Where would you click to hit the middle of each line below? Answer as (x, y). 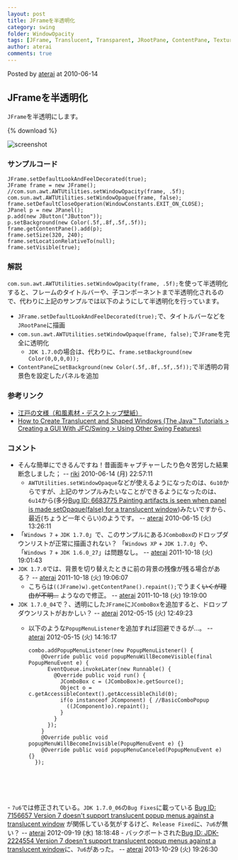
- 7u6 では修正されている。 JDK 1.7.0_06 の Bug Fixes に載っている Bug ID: (112, 807)
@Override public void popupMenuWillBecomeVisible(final (127, 657)
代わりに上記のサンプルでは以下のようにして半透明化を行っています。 (121, 301)
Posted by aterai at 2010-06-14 (53, 74)
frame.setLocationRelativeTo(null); (61, 241)
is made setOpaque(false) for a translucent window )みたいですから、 (129, 509)
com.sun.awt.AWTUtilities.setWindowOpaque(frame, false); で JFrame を (121, 334)
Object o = (76, 687)
